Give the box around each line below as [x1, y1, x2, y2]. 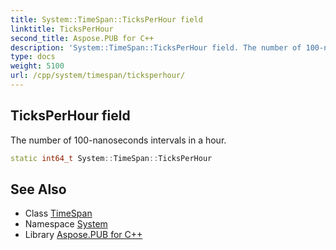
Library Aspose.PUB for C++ [24, 229, 143, 241]
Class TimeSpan [24, 207, 93, 220]
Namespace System [24, 218, 108, 230]
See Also [10, 181, 67, 198]
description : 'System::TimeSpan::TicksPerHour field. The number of [10, 42, 302, 53]
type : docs [10, 52, 56, 62]
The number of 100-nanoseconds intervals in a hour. [10, 134, 227, 146]
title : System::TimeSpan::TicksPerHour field [10, 14, 203, 25]
